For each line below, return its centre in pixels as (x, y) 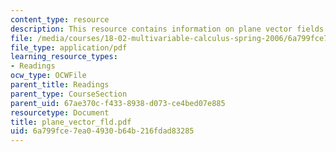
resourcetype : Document (60, 112)
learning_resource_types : (64, 57)
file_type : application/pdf (69, 47)
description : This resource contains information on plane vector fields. (169, 29)
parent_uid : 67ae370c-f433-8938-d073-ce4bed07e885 (118, 103)
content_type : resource (60, 19)
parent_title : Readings (60, 85)
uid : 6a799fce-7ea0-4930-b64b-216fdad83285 (102, 131)
